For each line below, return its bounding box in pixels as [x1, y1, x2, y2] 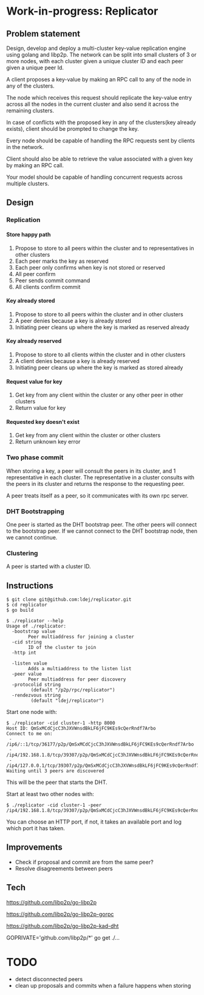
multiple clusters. [6, 180, 50, 187]
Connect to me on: [6, 731, 53, 737]
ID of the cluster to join [28, 645, 97, 651]
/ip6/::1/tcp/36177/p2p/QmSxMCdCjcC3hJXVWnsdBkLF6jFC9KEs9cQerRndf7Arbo [6, 741, 194, 747]
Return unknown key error [15, 438, 81, 445]
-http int [12, 650, 36, 656]
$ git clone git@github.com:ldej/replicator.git [6, 597, 132, 603]
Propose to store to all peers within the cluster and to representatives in [15, 244, 194, 252]
